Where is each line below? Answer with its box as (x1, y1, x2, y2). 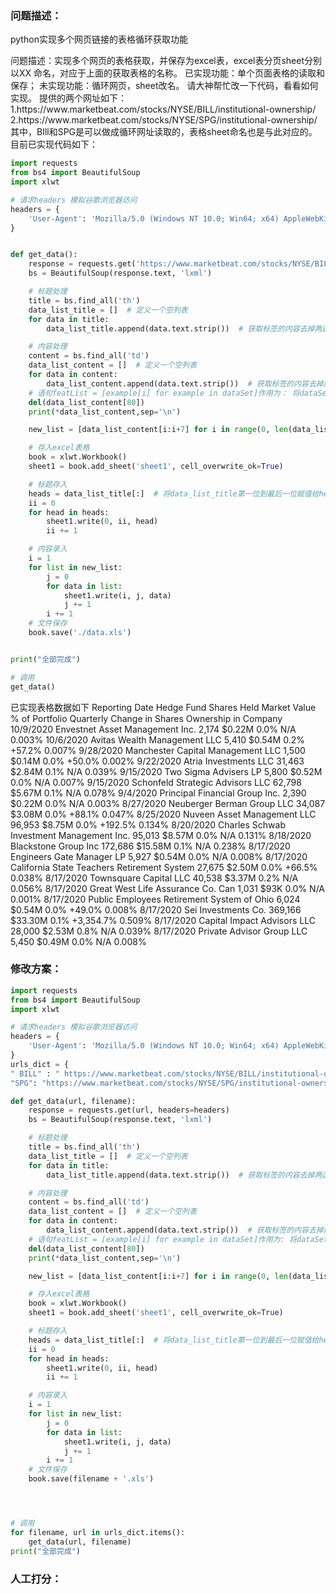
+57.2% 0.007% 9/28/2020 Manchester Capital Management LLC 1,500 (10, 744, 306, 756)
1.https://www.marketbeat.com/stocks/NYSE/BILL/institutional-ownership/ (10, 103, 317, 116)
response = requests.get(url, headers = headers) (28, 1105, 230, 1116)
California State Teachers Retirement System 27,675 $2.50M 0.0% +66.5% (10, 861, 318, 873)
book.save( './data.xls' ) (28, 628, 132, 638)
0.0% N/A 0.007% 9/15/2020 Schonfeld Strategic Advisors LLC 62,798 (10, 776, 302, 788)
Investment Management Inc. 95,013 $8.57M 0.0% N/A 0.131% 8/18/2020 (10, 829, 312, 841)
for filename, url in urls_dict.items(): (10, 1527, 186, 1537)
